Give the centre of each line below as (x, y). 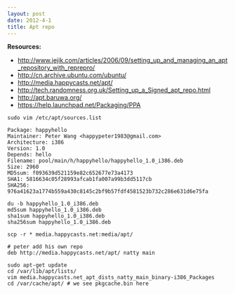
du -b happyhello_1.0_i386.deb (53, 204)
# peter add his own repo (45, 247)
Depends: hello (29, 155)
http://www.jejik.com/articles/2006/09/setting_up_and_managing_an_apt (122, 60)
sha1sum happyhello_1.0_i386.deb (56, 216)
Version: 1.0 (26, 149)
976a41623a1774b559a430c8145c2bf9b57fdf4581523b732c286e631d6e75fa (108, 192)
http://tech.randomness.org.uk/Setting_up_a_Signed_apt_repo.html (114, 90)
